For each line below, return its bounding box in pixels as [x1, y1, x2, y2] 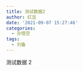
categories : [6, 25, 36, 31]
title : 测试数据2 [6, 8, 46, 15]
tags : [6, 36, 20, 42]
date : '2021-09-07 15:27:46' [6, 20, 78, 25]
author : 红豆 [6, 14, 37, 20]
